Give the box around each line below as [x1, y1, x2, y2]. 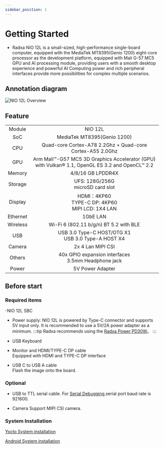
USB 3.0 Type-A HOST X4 [63, 236, 125, 242]
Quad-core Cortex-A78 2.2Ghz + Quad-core [41, 142, 147, 148]
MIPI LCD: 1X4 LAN [72, 205, 117, 212]
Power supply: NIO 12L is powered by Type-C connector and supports [12, 317, 153, 323]
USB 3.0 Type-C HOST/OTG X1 [58, 229, 131, 236]
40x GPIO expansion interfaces [58, 251, 130, 258]
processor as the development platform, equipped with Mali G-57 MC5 [12, 55, 155, 61]
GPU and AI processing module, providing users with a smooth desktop [12, 60, 156, 66]
